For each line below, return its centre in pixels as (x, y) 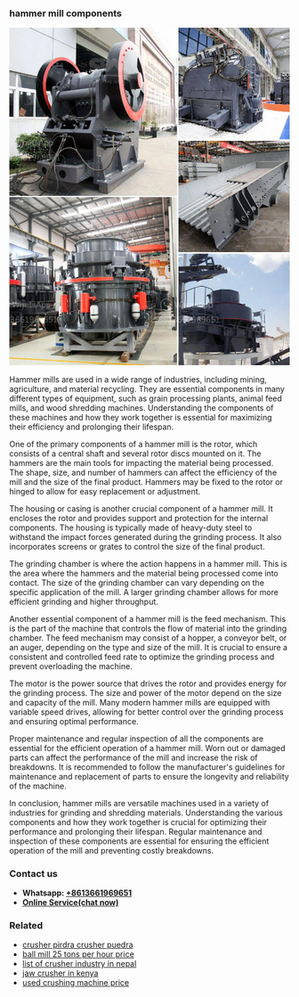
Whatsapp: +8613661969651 (77, 893)
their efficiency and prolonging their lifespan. (92, 427)
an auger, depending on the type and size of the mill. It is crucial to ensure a (148, 647)
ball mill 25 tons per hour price (78, 954)
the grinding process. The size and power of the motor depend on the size (145, 692)
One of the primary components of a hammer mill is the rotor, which (133, 444)
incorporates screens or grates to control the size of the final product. (137, 546)
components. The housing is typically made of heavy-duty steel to (131, 527)
